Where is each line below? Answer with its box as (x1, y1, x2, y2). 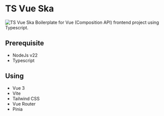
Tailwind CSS (12, 95, 40, 102)
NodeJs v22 (12, 52, 38, 58)
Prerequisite (5, 39, 44, 48)
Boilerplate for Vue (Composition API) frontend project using (35, 19, 160, 25)
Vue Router (12, 101, 36, 107)
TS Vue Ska (5, 3, 54, 14)
